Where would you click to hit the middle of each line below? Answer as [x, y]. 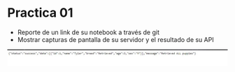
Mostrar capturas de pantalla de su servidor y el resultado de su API [116, 39]
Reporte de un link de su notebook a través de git [88, 32]
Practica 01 [40, 13]
